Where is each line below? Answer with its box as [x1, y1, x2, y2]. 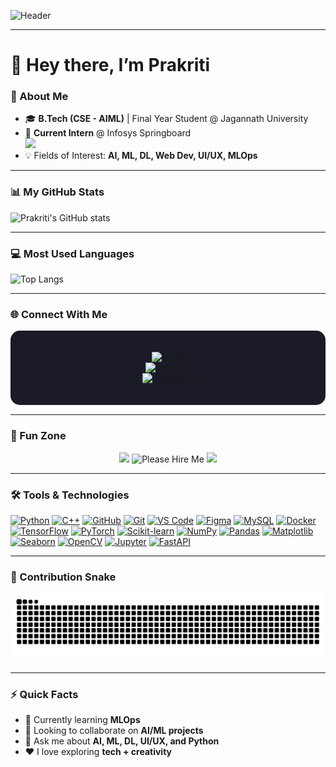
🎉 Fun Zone [10, 429, 67, 443]
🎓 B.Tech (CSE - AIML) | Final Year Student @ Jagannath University [24, 113, 309, 125]
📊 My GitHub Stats [10, 185, 105, 199]
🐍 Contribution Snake [10, 570, 117, 584]
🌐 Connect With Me [10, 308, 108, 321]
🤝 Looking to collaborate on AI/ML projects [24, 725, 204, 737]
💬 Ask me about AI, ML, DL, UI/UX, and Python [24, 735, 220, 747]
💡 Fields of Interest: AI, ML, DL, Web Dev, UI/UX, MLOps [24, 150, 258, 162]
